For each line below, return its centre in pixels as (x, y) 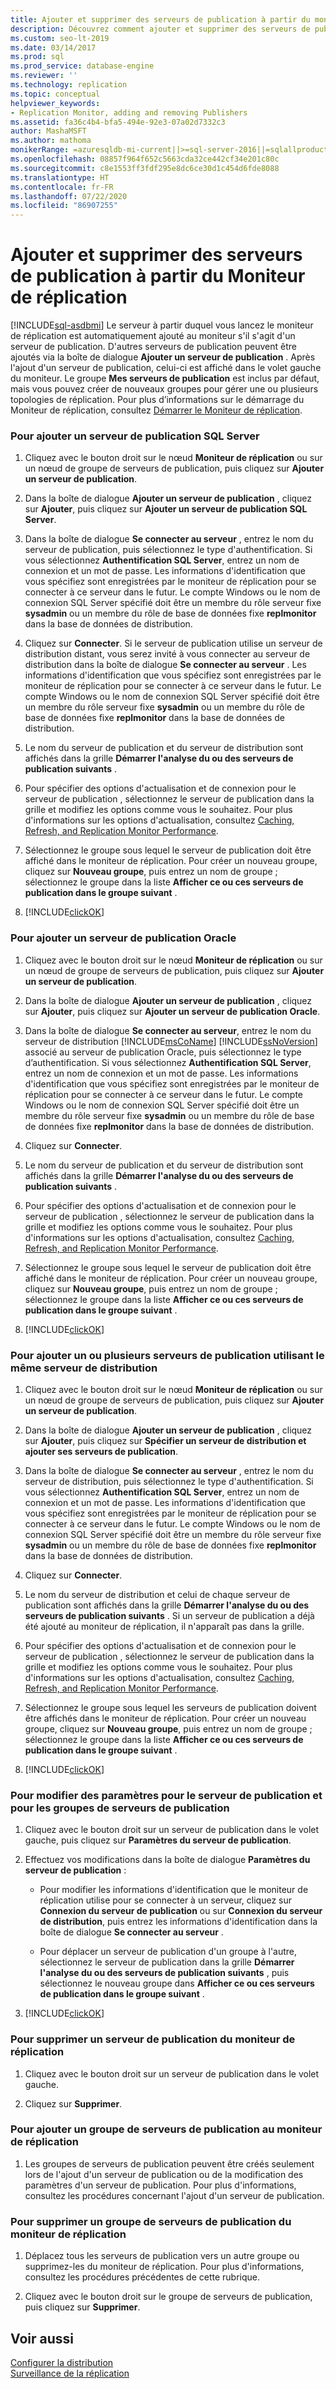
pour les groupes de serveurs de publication (120, 1808)
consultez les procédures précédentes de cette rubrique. (142, 2277)
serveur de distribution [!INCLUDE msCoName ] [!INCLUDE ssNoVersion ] (171, 1041)
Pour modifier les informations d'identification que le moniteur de (174, 1890)
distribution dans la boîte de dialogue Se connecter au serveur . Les (165, 665)
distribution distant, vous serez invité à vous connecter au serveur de (167, 654)
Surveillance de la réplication (70, 2373)
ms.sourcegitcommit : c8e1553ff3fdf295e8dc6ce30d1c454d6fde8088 (145, 168)
